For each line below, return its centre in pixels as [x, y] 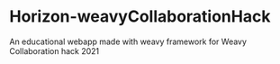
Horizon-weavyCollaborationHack [140, 17]
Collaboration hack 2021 [54, 50]
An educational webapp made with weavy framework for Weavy [128, 41]
